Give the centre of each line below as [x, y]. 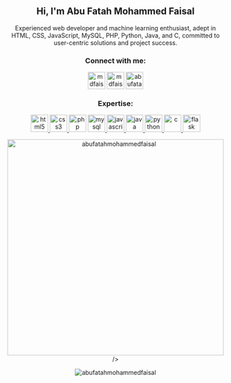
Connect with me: [115, 60]
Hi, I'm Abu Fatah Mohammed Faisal [115, 11]
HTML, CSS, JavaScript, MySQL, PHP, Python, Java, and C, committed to [115, 35]
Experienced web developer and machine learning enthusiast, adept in [115, 28]
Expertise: [115, 104]
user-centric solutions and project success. [115, 43]
